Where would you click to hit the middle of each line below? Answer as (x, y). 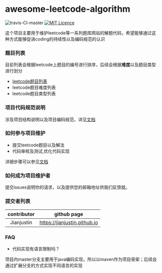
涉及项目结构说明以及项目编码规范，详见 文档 (50, 119)
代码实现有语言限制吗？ (36, 249)
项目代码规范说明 (25, 108)
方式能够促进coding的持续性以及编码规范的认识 (57, 39)
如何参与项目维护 (25, 133)
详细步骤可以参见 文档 (27, 162)
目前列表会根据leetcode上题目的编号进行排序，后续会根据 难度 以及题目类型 (81, 65)
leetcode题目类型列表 (34, 94)
